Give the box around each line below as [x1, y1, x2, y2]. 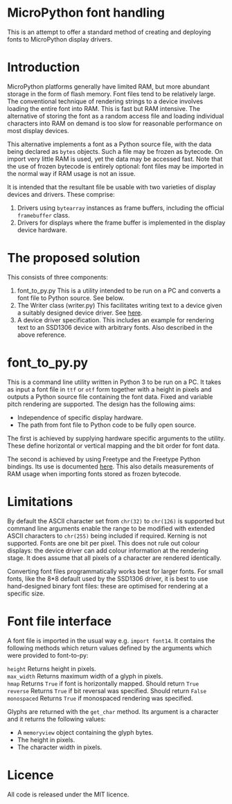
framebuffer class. [17, 211, 71, 219]
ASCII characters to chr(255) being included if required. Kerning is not [7, 532, 207, 540]
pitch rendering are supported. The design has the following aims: [7, 400, 196, 408]
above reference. [17, 331, 66, 339]
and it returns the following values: [7, 715, 106, 723]
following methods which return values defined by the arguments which [7, 643, 213, 652]
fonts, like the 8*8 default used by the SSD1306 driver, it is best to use [7, 574, 208, 583]
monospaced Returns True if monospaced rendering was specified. [7, 694, 193, 702]
